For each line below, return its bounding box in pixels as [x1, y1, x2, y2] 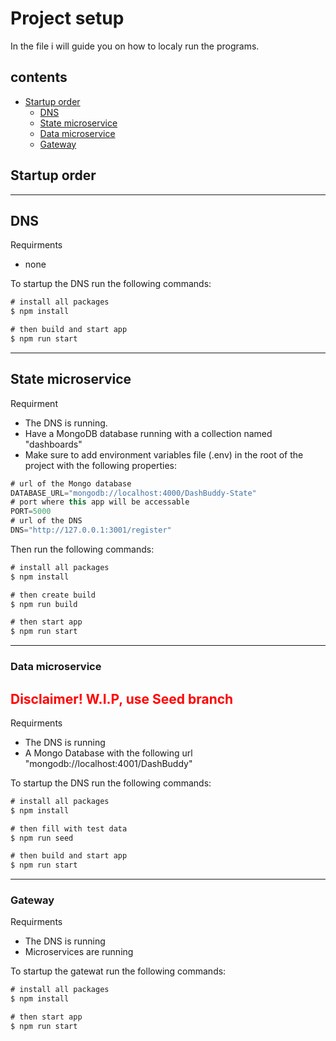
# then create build [10, 590, 97, 600]
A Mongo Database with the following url [24, 747, 193, 759]
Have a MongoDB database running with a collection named [24, 427, 273, 439]
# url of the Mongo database [10, 478, 132, 489]
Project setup [10, 7, 125, 30]
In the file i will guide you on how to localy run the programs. [10, 40, 260, 52]
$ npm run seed [10, 833, 74, 843]
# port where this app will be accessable [10, 497, 190, 507]
